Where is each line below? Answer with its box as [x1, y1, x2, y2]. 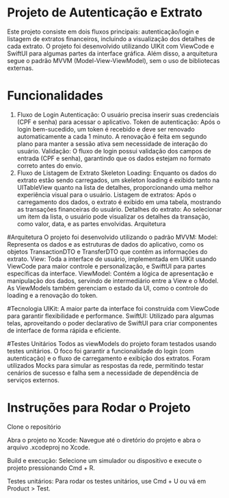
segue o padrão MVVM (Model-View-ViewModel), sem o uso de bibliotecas [7, 56, 220, 64]
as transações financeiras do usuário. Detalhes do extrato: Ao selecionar [16, 205, 222, 213]
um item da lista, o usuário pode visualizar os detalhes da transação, [16, 212, 211, 221]
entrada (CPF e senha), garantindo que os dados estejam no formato [16, 154, 211, 162]
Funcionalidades [7, 88, 104, 103]
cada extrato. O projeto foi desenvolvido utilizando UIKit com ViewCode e [7, 42, 215, 50]
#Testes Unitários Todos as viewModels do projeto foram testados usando [7, 339, 217, 347]
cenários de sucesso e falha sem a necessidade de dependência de [7, 369, 199, 377]
